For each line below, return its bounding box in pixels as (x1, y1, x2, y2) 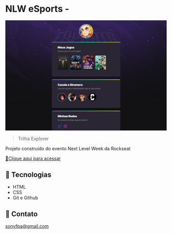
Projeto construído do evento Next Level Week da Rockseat (5, 146, 131, 152)
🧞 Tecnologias (5, 170, 52, 179)
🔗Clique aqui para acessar (5, 155, 61, 161)
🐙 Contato (5, 209, 38, 218)
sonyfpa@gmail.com (5, 223, 49, 229)
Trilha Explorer (17, 136, 49, 142)
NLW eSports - (5, 3, 70, 15)
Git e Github (12, 195, 38, 201)
